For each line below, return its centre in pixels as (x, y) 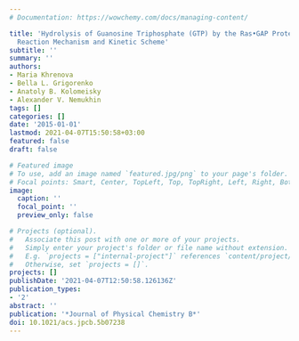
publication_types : (45, 289)
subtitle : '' (33, 50)
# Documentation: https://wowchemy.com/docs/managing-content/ (129, 17)
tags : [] (25, 108)
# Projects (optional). (53, 231)
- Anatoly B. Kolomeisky (55, 91)
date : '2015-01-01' (45, 125)
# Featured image (41, 166)
